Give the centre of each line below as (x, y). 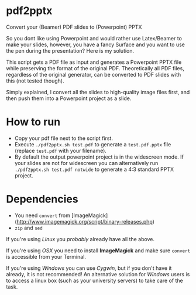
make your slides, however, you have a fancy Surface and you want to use (96, 44)
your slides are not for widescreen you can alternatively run (86, 163)
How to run (33, 122)
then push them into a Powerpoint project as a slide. (69, 98)
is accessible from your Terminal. (46, 256)
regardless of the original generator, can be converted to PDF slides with (94, 74)
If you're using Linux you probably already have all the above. (80, 239)
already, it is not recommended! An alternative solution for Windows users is (98, 274)
